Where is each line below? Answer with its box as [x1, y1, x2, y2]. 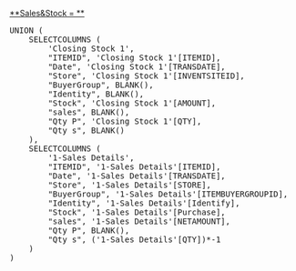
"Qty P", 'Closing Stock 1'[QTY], [47, 116, 202, 126]
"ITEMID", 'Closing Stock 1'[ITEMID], [47, 53, 221, 63]
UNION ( [9, 25, 44, 35]
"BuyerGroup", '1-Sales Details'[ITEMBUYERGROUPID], [47, 189, 289, 199]
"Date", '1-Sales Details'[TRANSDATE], [47, 171, 226, 181]
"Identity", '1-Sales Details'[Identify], [47, 198, 240, 208]
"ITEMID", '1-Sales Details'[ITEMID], [47, 162, 221, 172]
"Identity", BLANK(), [47, 89, 145, 99]
